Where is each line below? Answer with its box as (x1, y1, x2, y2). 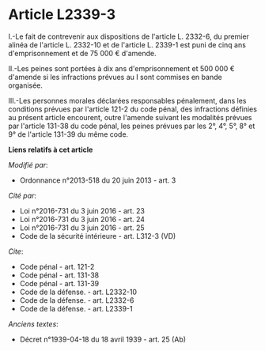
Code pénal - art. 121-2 (19, 262, 95, 271)
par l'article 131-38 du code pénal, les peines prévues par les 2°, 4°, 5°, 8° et (8, 121, 256, 130)
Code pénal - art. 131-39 (19, 278, 100, 288)
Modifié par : (8, 160, 49, 169)
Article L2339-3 (8, 6, 116, 24)
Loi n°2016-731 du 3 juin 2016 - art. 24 (19, 214, 145, 224)
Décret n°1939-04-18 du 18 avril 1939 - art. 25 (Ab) (19, 334, 187, 344)
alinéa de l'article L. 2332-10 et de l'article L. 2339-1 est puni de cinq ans (8, 40, 247, 49)
